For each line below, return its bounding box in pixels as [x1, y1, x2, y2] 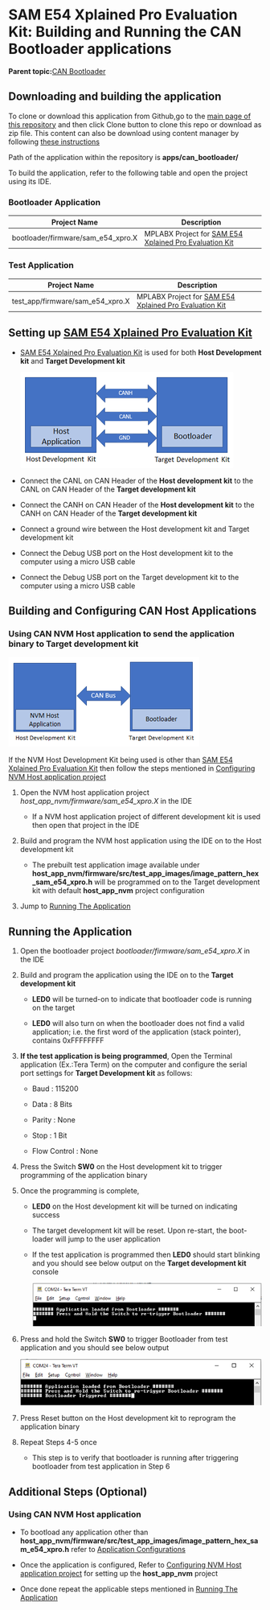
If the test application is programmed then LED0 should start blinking [31, 1250, 260, 1260]
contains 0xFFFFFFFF [31, 1036, 104, 1045]
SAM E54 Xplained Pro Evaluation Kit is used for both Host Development [19, 348, 262, 357]
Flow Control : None [31, 1147, 99, 1156]
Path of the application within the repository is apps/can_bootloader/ [8, 152, 239, 162]
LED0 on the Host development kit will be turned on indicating [31, 1201, 238, 1212]
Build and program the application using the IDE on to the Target [19, 970, 234, 980]
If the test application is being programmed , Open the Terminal [19, 1052, 233, 1061]
